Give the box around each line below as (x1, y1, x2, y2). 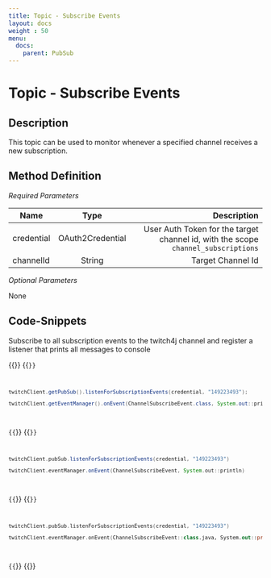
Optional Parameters (8, 275, 78, 285)
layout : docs (8, 19, 52, 27)
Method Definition (8, 169, 102, 183)
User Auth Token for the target (144, 223, 259, 235)
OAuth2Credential (57, 232, 127, 243)
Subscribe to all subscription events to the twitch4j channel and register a (8, 335, 253, 345)
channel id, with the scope (159, 233, 259, 244)
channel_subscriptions (172, 243, 259, 252)
